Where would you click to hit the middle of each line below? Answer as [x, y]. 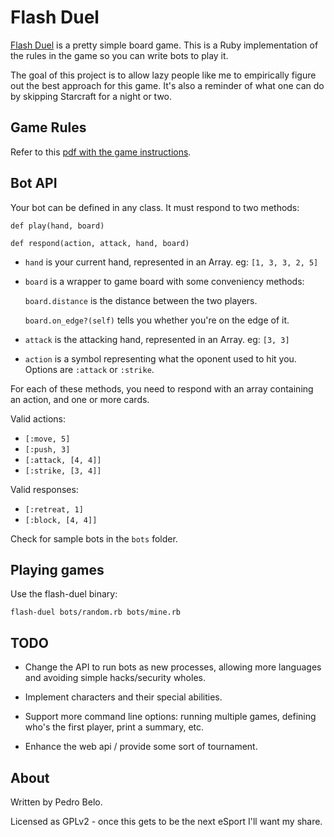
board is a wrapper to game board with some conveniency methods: [164, 281]
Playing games [57, 569]
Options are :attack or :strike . [89, 369]
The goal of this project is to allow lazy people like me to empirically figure [163, 75]
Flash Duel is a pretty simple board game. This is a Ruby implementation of [164, 45]
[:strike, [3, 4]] [63, 471]
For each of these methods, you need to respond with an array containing [162, 388]
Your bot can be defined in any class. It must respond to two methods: [155, 207]
